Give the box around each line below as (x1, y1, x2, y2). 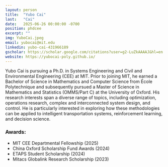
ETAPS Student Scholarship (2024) (12, 150, 86, 156)
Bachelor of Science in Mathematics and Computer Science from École (5, 78, 152, 85)
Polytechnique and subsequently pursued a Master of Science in (5, 84, 139, 90)
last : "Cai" (5, 17, 35, 22)
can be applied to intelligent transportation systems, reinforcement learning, (5, 111, 162, 117)
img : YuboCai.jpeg (5, 36, 44, 41)
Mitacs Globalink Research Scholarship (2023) (12, 156, 109, 162)
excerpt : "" (5, 31, 30, 36)
